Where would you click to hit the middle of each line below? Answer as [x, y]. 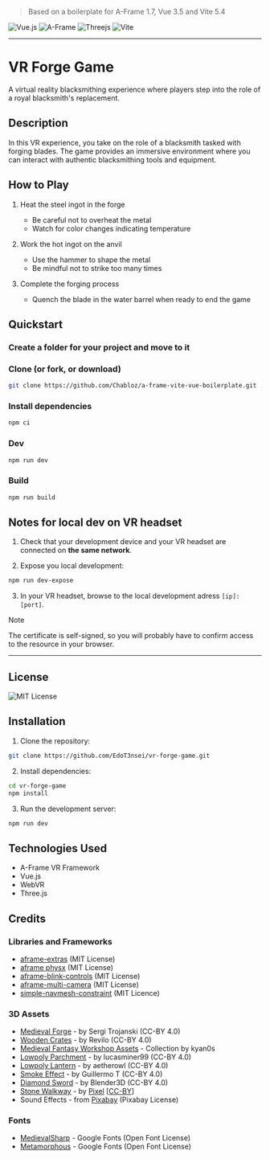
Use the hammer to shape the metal [91, 260]
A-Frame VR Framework [60, 868]
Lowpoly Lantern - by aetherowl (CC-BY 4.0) [94, 1066]
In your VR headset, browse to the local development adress [120, 596]
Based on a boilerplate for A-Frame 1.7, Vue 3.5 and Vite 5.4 [127, 12]
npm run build [32, 498]
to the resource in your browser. [61, 644]
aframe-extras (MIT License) [67, 959]
